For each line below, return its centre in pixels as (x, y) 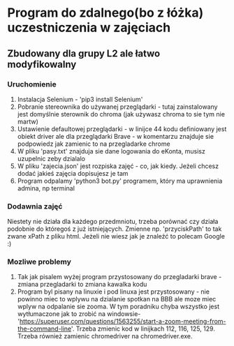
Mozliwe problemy (39, 262)
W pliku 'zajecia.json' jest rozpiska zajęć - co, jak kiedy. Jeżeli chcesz (118, 166)
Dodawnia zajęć (35, 206)
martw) (28, 121)
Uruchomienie (32, 84)
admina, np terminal (46, 188)
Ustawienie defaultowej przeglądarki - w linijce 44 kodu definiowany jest (122, 129)
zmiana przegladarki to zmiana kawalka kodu (82, 285)
